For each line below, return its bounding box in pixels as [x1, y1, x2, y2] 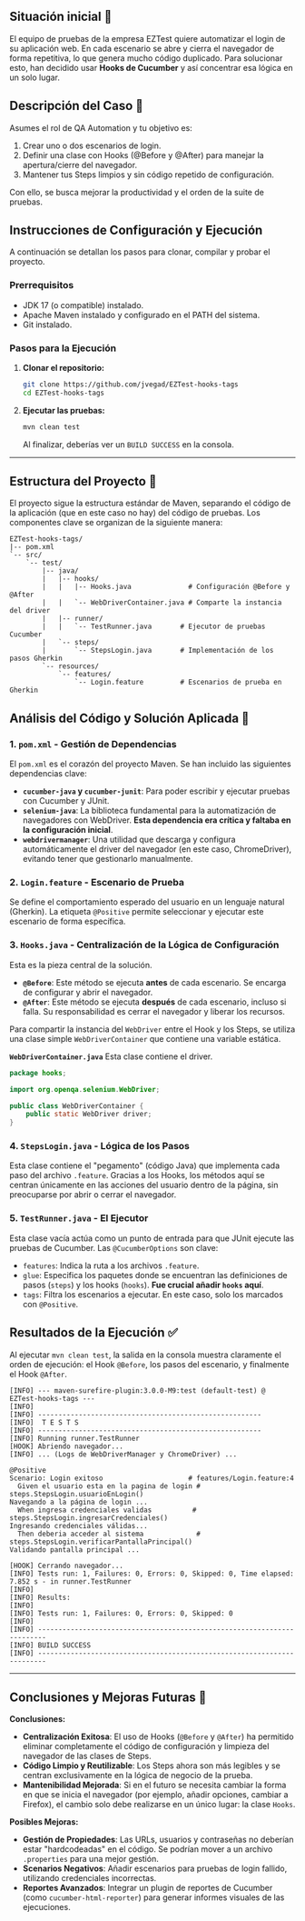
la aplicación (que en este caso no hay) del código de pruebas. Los [9, 507, 261, 518]
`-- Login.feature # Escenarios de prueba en [74, 678, 282, 687]
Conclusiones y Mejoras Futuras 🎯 [9, 1689, 207, 1705]
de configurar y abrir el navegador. [22, 986, 153, 997]
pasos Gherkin [9, 654, 64, 664]
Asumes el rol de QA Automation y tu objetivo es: [9, 122, 192, 133]
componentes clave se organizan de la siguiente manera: [9, 517, 223, 528]
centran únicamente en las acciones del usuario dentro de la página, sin [9, 1179, 279, 1191]
